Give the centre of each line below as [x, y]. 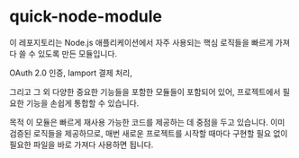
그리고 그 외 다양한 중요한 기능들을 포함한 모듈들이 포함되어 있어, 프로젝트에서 [145, 92]
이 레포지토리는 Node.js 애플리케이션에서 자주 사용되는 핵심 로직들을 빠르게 [141, 42]
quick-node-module [86, 17]
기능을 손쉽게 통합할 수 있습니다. [82, 103]
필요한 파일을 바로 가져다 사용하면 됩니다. [82, 145]
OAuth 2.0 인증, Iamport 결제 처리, [71, 73]
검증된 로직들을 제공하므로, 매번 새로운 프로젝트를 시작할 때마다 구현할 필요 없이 [149, 133]
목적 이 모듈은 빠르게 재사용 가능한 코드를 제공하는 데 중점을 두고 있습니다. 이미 [147, 122]
